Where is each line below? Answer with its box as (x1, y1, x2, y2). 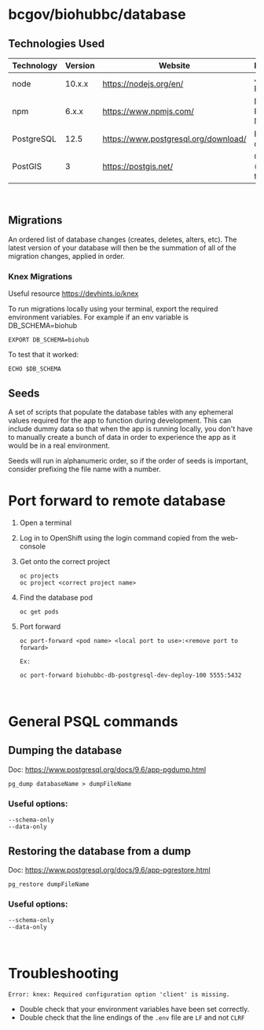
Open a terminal (19, 518, 72, 527)
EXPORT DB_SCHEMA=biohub (8, 336, 90, 344)
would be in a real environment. (8, 441, 110, 450)
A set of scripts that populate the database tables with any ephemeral (8, 407, 233, 416)
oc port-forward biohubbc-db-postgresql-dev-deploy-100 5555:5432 (19, 671, 242, 679)
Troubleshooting (8, 965, 119, 983)
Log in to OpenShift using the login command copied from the (19, 533, 220, 542)
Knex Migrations (8, 271, 73, 282)
